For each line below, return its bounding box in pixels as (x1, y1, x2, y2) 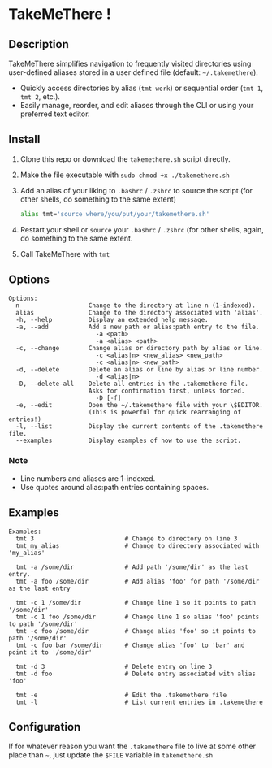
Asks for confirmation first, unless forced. (88, 387, 245, 395)
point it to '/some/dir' (8, 648, 93, 657)
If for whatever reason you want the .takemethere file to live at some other (8, 741, 256, 752)
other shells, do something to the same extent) (19, 194, 177, 204)
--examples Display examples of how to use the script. (15, 436, 242, 445)
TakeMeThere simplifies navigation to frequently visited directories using (8, 59, 252, 68)
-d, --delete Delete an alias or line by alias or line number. (15, 365, 264, 374)
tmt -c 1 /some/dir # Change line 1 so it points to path (15, 598, 256, 606)
